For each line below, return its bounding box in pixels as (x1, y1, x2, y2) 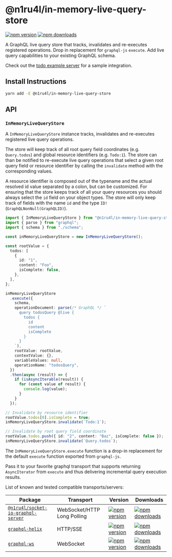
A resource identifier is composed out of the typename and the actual (5, 178, 152, 184)
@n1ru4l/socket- (8, 505, 48, 511)
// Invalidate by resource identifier (5, 410, 88, 415)
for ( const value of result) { (18, 382, 86, 387)
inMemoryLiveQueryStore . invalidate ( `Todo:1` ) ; (5, 420, 106, 425)
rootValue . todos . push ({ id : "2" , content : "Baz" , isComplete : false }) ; (5, 434, 164, 439)
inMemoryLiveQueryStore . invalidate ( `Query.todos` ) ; (5, 438, 118, 444)
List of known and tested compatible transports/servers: (5, 484, 124, 490)
